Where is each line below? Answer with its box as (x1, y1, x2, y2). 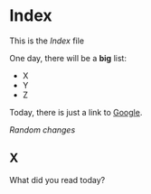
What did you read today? (9, 174, 106, 185)
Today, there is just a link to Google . (9, 106, 143, 117)
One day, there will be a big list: (9, 52, 127, 63)
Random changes (9, 124, 76, 135)
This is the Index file (9, 35, 84, 46)
